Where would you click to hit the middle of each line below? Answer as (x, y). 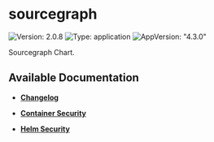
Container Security (53, 113)
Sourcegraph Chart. (41, 52)
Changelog (39, 97)
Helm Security (45, 129)
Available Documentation (74, 78)
